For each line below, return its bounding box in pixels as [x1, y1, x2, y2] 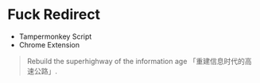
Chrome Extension [18, 40, 80, 49]
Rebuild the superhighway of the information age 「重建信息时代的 [26, 56, 246, 66]
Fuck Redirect [7, 6, 101, 24]
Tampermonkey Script [18, 32, 92, 41]
